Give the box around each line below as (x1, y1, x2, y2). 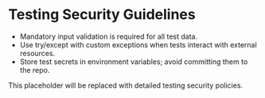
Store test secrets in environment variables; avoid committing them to (19, 57, 248, 66)
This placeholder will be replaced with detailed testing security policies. (8, 81, 244, 90)
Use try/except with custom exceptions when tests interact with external (19, 40, 257, 49)
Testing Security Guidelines (8, 6, 197, 24)
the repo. (19, 65, 50, 74)
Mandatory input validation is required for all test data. (19, 32, 197, 41)
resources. (19, 48, 56, 58)
